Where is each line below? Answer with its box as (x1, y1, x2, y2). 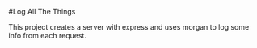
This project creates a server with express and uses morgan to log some (8, 22, 250, 31)
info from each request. (8, 31, 87, 40)
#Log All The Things (8, 7, 76, 16)
